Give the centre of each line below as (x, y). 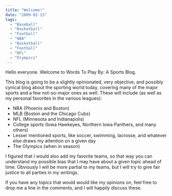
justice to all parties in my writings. (42, 172)
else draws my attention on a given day (54, 141)
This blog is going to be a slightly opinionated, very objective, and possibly (84, 82)
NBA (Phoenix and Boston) (41, 108)
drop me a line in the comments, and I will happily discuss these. (74, 188)
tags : (11, 19)
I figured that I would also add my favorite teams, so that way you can (79, 156)
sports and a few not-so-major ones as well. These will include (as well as (83, 93)
